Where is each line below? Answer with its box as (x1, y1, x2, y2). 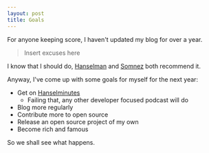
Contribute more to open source (16, 110, 109, 119)
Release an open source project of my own (16, 117, 139, 126)
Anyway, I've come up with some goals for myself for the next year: (7, 75, 198, 83)
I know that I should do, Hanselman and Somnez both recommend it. (7, 62, 201, 70)
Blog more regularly (16, 103, 74, 111)
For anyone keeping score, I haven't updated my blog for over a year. (7, 35, 203, 43)
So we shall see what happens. (7, 138, 95, 146)
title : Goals (7, 16, 45, 23)
